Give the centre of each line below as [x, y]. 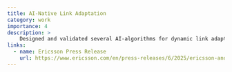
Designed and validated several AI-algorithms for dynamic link [114, 39]
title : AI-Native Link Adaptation [57, 13]
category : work [29, 20]
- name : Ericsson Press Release [60, 52]
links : [17, 45]
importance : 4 [28, 26]
